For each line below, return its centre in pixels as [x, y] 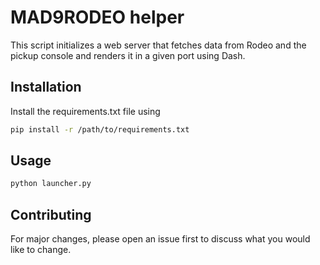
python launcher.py [51, 184]
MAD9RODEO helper [97, 17]
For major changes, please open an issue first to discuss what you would [160, 239]
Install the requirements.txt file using [85, 111]
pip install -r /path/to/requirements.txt [100, 129]
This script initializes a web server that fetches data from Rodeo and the [158, 45]
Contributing [51, 214]
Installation [46, 87]
